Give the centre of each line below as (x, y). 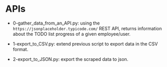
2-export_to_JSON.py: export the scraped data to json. (70, 59)
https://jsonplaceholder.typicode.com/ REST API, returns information (87, 28)
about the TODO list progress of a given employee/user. (71, 34)
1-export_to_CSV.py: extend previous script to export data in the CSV (85, 43)
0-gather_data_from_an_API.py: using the (56, 23)
